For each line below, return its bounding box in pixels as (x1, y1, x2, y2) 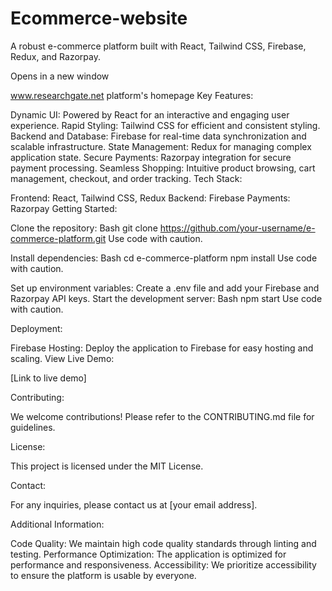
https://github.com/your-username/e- (159, 222, 316, 234)
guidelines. (10, 421, 56, 433)
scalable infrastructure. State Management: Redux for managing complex (10, 140, 312, 152)
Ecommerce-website (10, 7, 188, 30)
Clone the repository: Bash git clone (10, 222, 158, 234)
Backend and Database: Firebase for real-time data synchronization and (10, 130, 307, 142)
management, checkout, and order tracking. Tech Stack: (10, 172, 243, 184)
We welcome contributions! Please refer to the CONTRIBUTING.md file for (10, 410, 315, 422)
